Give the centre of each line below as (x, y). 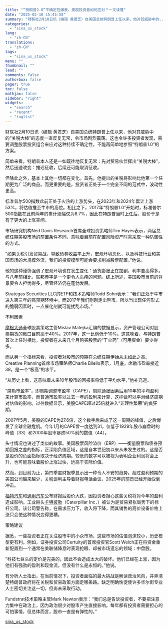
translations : (20, 43)
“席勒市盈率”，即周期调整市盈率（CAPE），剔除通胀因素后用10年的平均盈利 (82, 390)
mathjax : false (21, 94)
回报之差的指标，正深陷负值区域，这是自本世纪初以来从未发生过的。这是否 (86, 449)
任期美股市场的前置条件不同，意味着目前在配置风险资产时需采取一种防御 (84, 237)
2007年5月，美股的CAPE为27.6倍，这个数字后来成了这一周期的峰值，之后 (81, 420)
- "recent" (21, 112)
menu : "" (14, 61)
